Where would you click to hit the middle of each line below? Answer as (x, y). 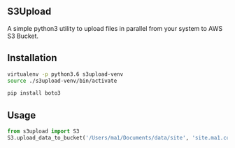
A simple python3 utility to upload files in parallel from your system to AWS (115, 28)
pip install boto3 (34, 93)
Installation (32, 58)
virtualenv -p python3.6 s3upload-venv (65, 74)
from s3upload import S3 (43, 132)
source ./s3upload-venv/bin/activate (62, 81)
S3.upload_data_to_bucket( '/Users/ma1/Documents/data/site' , (98, 137)
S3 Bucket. (23, 36)
